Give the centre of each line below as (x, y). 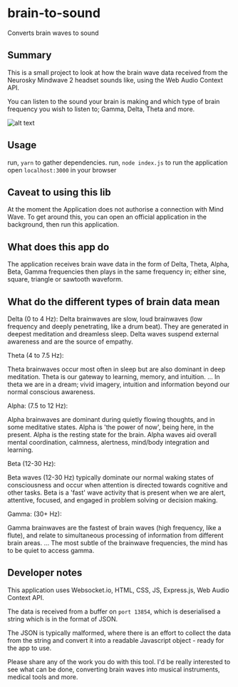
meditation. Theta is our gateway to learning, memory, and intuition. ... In (114, 377)
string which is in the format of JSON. (63, 619)
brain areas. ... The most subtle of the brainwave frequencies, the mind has (118, 543)
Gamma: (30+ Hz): (35, 514)
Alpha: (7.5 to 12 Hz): (38, 406)
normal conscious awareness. (51, 392)
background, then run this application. (63, 224)
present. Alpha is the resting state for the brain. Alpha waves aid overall (112, 435)
